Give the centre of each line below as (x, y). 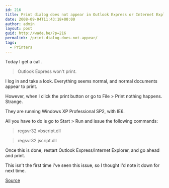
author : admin (20, 24)
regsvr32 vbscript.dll (39, 131)
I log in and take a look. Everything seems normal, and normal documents (81, 81)
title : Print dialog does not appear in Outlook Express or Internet (80, 15)
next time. (16, 170)
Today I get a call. (23, 61)
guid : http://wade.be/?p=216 (36, 33)
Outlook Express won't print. (47, 71)
